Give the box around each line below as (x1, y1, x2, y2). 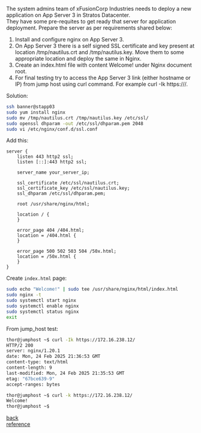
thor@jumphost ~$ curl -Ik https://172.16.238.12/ (6, 336, 136, 343)
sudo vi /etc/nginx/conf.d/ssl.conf (6, 126, 98, 132)
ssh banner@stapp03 (6, 104, 55, 110)
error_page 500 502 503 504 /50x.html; (17, 249, 117, 255)
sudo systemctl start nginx (6, 297, 77, 304)
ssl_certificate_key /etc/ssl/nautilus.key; (17, 186, 130, 192)
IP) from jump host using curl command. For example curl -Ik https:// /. (14, 80, 188, 88)
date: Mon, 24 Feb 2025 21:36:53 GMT (6, 354, 101, 360)
